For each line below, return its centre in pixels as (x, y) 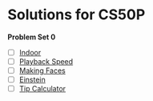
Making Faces (42, 71)
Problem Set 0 (32, 37)
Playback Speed (46, 61)
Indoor (30, 52)
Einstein (32, 80)
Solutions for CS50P (76, 15)
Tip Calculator (42, 89)
